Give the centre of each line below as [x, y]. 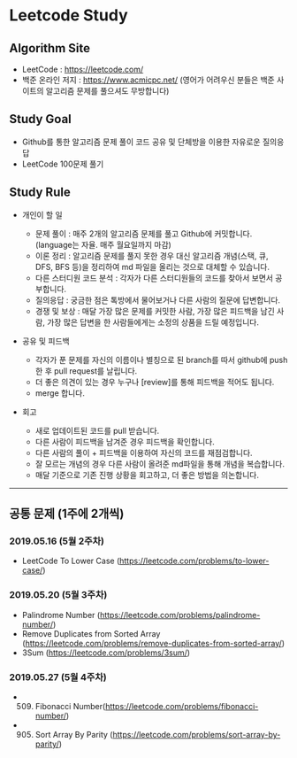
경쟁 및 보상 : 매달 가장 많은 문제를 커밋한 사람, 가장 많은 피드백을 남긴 [155, 311]
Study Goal [41, 119]
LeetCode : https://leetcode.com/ [83, 69]
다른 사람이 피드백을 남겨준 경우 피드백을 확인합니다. [125, 441]
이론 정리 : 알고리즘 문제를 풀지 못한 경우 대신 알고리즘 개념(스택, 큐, [152, 255]
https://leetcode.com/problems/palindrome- [180, 615]
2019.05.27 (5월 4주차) [58, 677]
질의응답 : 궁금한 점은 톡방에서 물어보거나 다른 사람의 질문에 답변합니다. [158, 300]
